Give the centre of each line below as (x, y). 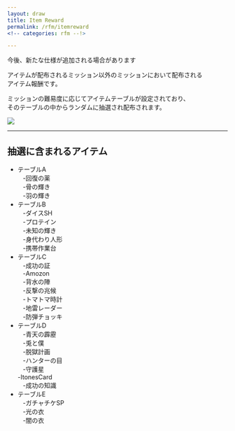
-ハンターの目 (43, 360)
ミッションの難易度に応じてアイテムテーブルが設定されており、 (99, 99)
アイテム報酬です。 (34, 84)
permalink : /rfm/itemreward (48, 27)
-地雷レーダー (43, 308)
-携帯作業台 (40, 248)
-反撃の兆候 (40, 290)
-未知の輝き (40, 231)
